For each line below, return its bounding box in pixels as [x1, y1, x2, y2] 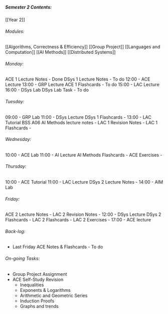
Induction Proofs [20, 297, 55, 304]
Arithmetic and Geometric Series [20, 292, 88, 298]
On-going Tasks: [5, 255, 40, 261]
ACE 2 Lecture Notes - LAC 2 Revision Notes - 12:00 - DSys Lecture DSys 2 [5, 211, 161, 217]
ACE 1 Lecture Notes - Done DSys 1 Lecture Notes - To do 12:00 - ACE [5, 76, 150, 83]
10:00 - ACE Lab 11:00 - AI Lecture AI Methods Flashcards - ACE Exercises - [5, 151, 162, 158]
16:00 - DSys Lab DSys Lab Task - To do [5, 87, 89, 93]
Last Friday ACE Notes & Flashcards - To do [12, 244, 103, 250]
